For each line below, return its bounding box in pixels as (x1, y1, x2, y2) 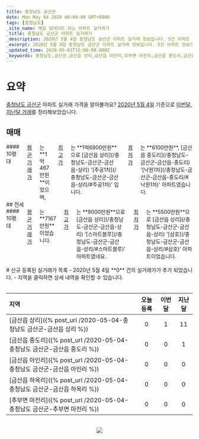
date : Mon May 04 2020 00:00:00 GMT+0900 (6, 14, 110, 20)
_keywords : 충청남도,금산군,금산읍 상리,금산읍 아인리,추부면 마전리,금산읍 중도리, (6, 53, 184, 59)
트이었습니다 (146, 253, 175, 260)
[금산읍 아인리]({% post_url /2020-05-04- (9, 356, 129, 364)
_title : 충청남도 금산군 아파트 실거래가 (6, 31, 92, 37)
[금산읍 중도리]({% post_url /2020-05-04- (9, 336, 129, 344)
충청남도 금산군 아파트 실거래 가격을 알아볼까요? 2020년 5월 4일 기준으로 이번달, (6, 101, 192, 108)
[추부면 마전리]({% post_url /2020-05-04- (9, 396, 129, 405)
